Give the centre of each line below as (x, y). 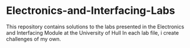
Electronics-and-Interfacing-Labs (91, 11)
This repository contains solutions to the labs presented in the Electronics (95, 27)
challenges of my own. (34, 39)
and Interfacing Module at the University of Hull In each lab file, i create (93, 32)
